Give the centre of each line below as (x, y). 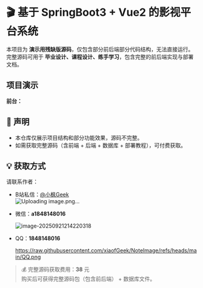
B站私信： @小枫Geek (42, 195)
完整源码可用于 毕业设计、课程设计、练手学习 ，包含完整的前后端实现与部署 (100, 57)
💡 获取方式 (26, 166)
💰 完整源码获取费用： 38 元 (55, 269)
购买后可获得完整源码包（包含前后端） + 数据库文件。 (88, 279)
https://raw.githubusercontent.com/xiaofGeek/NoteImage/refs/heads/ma (106, 250)
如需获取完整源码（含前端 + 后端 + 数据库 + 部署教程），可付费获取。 (101, 145)
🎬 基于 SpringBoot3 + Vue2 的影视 (93, 12)
